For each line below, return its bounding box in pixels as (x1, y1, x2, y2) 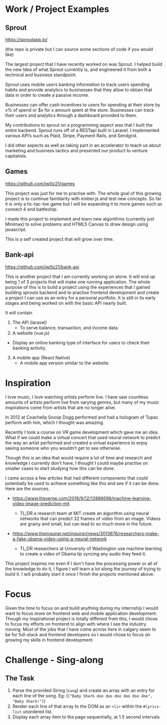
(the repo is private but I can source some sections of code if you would (5, 46, 153, 52)
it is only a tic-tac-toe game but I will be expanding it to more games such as (5, 201, 163, 207)
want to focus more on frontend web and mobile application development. (5, 610, 158, 616)
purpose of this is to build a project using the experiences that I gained (5, 284, 151, 290)
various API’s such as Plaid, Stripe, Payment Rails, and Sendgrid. (5, 133, 138, 138)
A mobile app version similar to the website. (19, 360, 110, 366)
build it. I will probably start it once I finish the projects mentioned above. (5, 571, 155, 577)
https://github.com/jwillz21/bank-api (5, 263, 80, 270)
